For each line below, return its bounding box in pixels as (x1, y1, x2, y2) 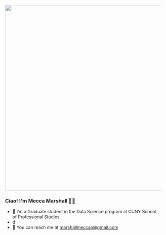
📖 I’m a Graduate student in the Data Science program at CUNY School (12, 209, 157, 215)
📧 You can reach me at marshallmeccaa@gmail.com (12, 225, 119, 231)
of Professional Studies (12, 214, 60, 220)
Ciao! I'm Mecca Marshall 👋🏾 (5, 197, 76, 204)
